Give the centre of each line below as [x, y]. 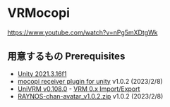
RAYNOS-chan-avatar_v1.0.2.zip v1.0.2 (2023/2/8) [90, 96]
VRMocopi [39, 13]
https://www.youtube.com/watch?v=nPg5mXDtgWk [83, 32]
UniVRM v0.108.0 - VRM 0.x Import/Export [79, 89]
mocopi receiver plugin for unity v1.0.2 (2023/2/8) [90, 81]
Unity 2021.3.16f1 [42, 74]
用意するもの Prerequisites [66, 57]
